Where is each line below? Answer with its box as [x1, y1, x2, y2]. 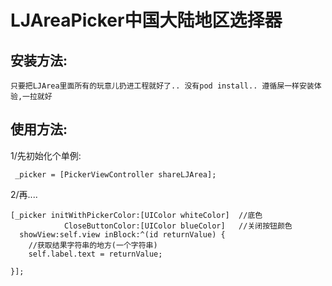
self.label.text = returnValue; [28, 249, 163, 259]
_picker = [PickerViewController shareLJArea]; [14, 169, 217, 180]
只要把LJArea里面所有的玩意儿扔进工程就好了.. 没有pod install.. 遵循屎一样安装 [10, 81, 315, 91]
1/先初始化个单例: [10, 149, 82, 161]
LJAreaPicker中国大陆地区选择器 [10, 9, 283, 32]
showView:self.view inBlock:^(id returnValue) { [19, 229, 226, 240]
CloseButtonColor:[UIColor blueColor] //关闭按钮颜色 [63, 221, 293, 231]
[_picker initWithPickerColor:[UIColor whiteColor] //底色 [10, 210, 263, 220]
